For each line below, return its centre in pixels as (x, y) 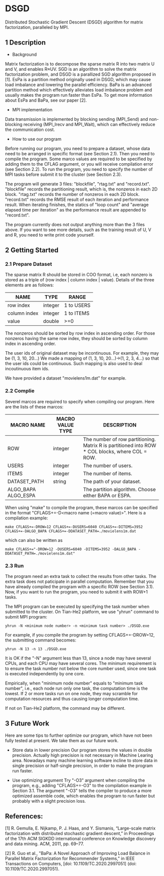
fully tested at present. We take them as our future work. (62, 740)
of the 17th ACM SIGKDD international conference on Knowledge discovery (81, 838)
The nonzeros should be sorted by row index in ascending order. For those (80, 333)
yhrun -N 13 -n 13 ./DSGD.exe (36, 649)
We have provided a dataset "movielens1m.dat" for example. (66, 378)
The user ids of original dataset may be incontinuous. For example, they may (82, 353)
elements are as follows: (30, 285)
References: (24, 816)
